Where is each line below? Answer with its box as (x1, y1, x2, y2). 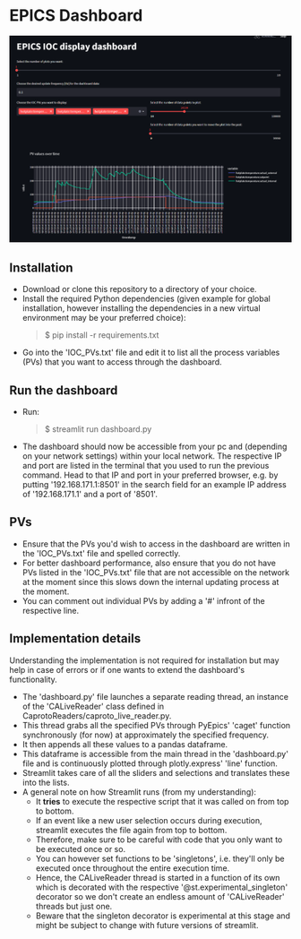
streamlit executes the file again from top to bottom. (35, 824, 228, 835)
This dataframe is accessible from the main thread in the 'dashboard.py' (21, 748, 289, 759)
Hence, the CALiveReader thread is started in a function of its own (35, 872, 280, 883)
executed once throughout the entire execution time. (35, 862, 230, 874)
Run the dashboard (9, 383, 118, 398)
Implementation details (9, 631, 142, 646)
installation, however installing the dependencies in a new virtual (21, 303, 262, 314)
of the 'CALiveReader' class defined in (21, 701, 165, 711)
